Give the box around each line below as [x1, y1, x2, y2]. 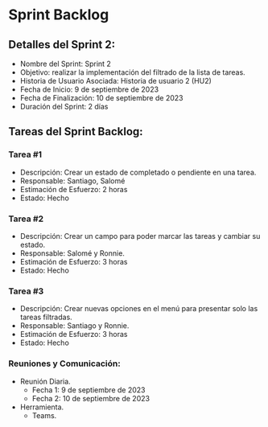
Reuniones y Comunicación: [8, 358, 121, 369]
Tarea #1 [8, 149, 43, 160]
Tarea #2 [8, 213, 44, 224]
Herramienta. [19, 402, 64, 412]
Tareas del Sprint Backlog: [8, 125, 143, 138]
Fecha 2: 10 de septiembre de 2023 [31, 393, 150, 403]
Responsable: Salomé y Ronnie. [19, 248, 125, 258]
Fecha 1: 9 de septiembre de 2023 [31, 384, 146, 395]
